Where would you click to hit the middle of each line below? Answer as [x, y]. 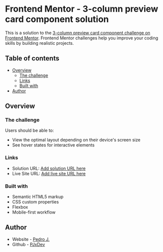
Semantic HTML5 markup [38, 197]
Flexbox [20, 207]
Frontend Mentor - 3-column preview [82, 9]
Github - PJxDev [28, 244]
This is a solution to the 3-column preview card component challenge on [78, 33]
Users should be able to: [30, 130]
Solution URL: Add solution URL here [49, 168]
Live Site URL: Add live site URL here [49, 173]
